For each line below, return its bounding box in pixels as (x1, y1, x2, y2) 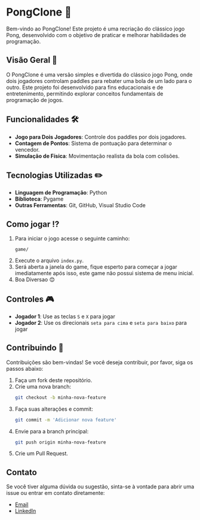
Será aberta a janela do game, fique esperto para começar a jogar (14, 263, 178, 270)
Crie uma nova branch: (14, 383, 72, 390)
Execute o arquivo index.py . (14, 257, 84, 264)
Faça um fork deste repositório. (14, 376, 93, 384)
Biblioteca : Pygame (14, 195, 64, 202)
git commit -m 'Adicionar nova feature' (14, 417, 117, 423)
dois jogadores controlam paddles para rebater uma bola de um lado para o (6, 77, 192, 84)
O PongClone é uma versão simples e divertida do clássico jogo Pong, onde (6, 71, 193, 78)
